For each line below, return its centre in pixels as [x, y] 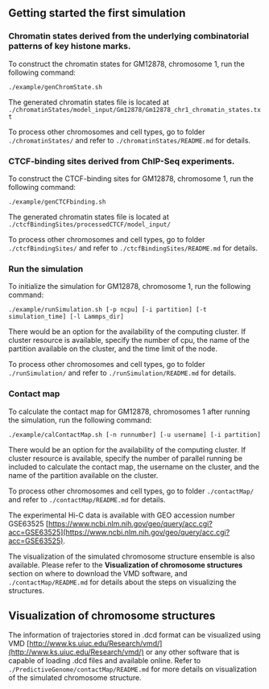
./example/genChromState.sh [56, 87]
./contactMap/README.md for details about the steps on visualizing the [122, 582]
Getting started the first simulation [97, 13]
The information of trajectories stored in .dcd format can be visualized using [134, 635]
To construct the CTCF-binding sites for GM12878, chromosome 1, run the [131, 178]
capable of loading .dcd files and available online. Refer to [105, 661]
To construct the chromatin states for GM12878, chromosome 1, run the [127, 64]
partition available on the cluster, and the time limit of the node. [113, 349]
